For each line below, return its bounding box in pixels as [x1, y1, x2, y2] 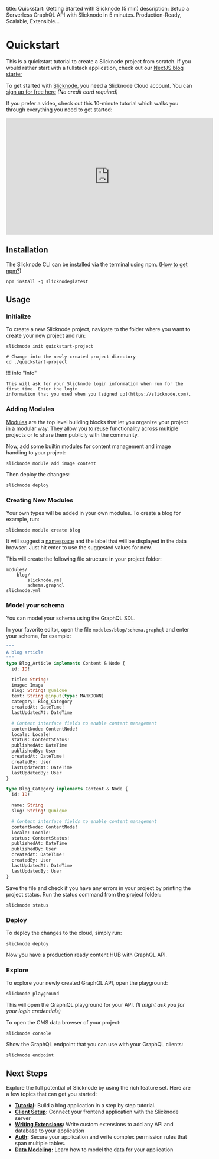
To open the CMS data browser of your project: [6, 1019, 121, 1026]
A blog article [6, 649, 44, 655]
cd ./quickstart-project [6, 359, 67, 365]
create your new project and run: [6, 332, 86, 340]
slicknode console [6, 1030, 51, 1036]
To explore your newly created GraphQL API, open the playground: [6, 979, 168, 987]
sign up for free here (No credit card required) [6, 88, 118, 95]
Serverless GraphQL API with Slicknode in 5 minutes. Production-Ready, [6, 11, 182, 18]
